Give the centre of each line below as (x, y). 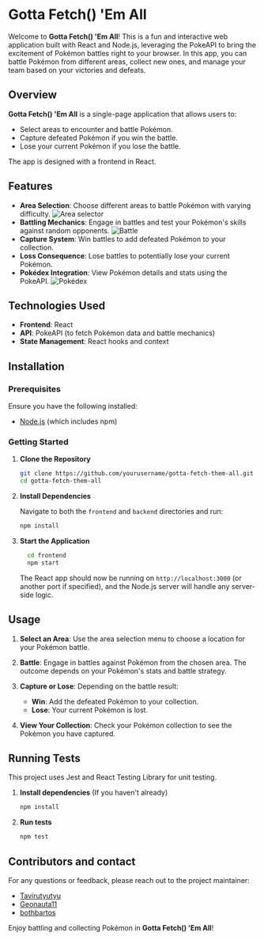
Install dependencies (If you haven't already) (94, 793)
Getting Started (38, 442)
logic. (44, 595)
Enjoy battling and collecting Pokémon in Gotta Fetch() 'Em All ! (111, 927)
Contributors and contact (72, 861)
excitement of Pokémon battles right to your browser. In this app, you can (128, 53)
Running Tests (44, 758)
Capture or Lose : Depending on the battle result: (99, 686)
